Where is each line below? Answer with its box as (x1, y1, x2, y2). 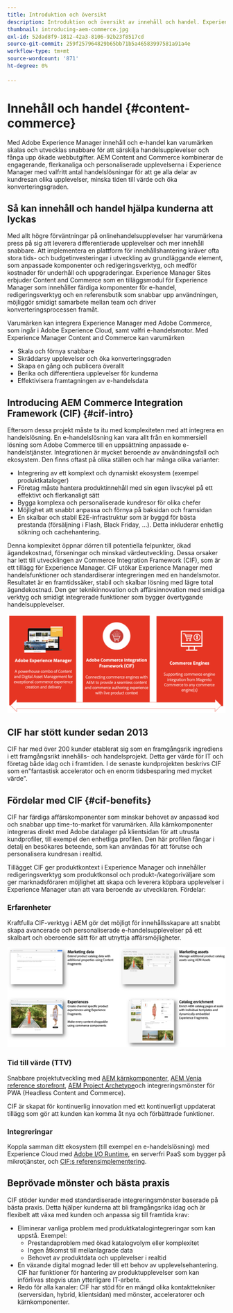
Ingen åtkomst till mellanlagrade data (27, 1246, 133, 1254)
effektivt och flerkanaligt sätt (17, 491, 100, 500)
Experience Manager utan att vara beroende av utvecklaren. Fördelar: (7, 886, 206, 894)
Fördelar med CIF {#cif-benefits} (7, 795, 152, 806)
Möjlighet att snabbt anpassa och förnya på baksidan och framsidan (17, 506, 212, 514)
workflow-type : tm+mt (7, 48, 70, 55)
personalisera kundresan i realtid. (7, 850, 103, 858)
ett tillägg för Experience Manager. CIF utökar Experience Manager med (7, 564, 213, 572)
